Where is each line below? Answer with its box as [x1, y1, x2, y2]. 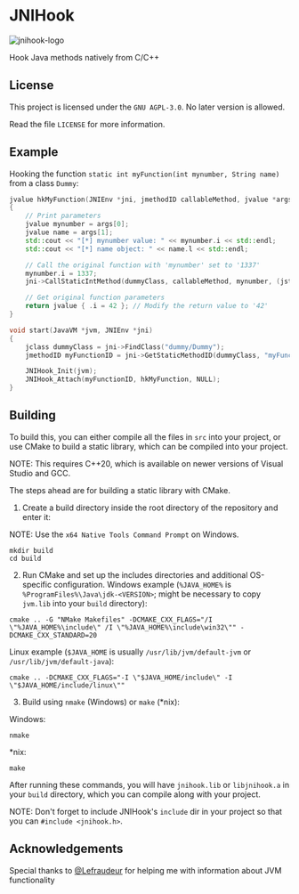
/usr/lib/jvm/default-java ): [9, 655, 115, 666]
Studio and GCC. [9, 467, 71, 478]
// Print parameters [25, 211, 101, 221]
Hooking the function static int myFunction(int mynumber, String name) [9, 168, 280, 179]
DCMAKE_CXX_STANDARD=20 [9, 630, 98, 639]
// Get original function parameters [25, 293, 166, 303]
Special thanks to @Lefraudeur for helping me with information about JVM [9, 865, 282, 875]
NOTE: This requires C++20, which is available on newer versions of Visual [9, 458, 284, 468]
